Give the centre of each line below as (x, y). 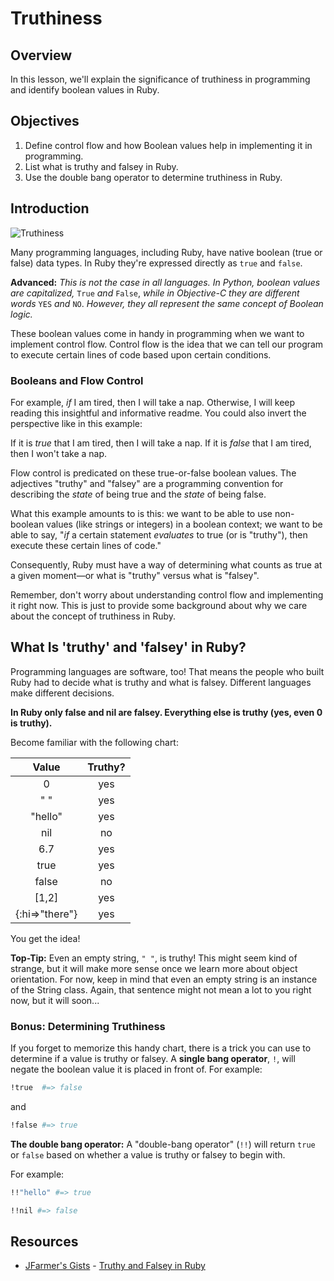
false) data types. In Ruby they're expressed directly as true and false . (156, 263)
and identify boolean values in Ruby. (85, 90)
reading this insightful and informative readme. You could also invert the (158, 413)
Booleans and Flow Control (77, 380)
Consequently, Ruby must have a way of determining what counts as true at (166, 564)
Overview (41, 55)
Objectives (45, 121)
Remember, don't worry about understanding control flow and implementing (167, 594)
